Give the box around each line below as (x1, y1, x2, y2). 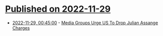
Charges (12, 25, 30, 31)
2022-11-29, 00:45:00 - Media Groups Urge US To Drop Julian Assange (12, 20, 158, 26)
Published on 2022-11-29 (5, 3, 111, 15)
